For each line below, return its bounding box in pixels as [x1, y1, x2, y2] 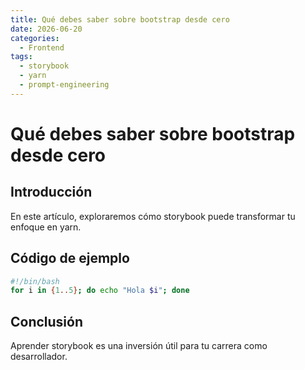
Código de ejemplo [10, 250, 130, 267]
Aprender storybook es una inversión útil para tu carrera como [10, 340, 268, 352]
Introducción [10, 184, 93, 201]
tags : [10, 52, 33, 62]
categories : [10, 33, 60, 43]
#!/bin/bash [10, 276, 60, 286]
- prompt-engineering [19, 80, 110, 90]
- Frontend [19, 42, 65, 53]
